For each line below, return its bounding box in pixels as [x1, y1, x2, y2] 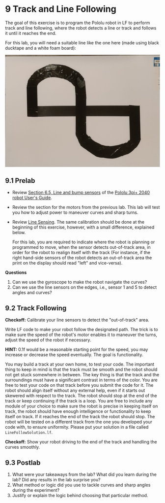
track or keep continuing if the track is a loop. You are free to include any [5, 398, 153, 404]
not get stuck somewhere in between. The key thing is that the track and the [5, 372, 160, 378]
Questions [5, 269, 27, 275]
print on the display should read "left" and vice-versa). [12, 260, 123, 266]
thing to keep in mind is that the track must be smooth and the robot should [5, 367, 158, 372]
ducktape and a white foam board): [5, 45, 76, 51]
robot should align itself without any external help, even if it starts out [5, 388, 145, 394]
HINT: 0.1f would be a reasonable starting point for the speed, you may [5, 346, 148, 353]
